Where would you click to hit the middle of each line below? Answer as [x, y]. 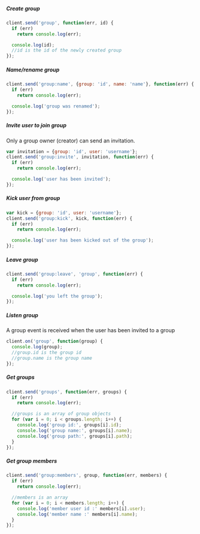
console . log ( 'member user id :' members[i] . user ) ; [81, 508]
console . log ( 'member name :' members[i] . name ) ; [77, 514]
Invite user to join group [37, 126]
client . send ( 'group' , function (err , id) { [60, 23]
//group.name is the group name [52, 358]
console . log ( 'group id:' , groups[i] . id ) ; [69, 425]
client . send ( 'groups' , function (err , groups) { [67, 392]
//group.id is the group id [47, 353]
